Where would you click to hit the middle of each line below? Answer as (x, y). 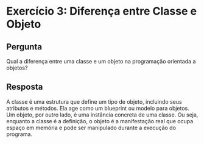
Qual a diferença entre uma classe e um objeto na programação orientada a (101, 61)
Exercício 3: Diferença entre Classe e (101, 11)
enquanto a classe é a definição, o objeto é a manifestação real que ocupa (100, 121)
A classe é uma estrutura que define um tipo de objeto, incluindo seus (94, 101)
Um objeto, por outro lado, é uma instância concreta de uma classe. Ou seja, (102, 115)
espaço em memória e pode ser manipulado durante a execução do (91, 128)
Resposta (25, 87)
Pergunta (24, 47)
